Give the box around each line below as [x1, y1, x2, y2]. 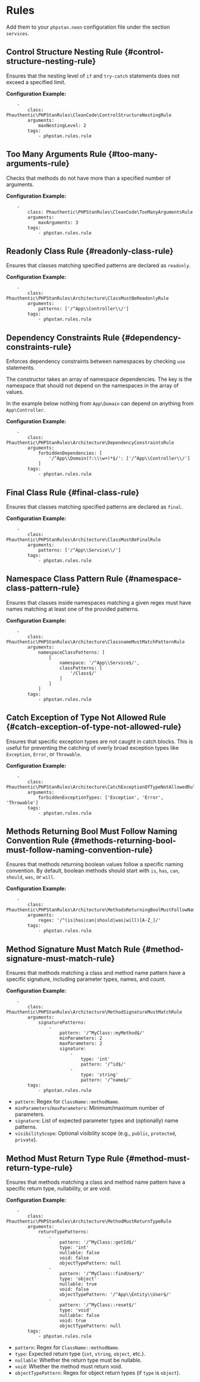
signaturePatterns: [37, 1020, 86, 1026]
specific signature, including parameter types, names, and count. [6, 975, 166, 983]
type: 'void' [59, 1307, 92, 1313]
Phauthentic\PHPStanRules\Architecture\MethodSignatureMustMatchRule [6, 1009, 183, 1015]
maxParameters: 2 [59, 1041, 102, 1046]
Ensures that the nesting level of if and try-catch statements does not [6, 72, 180, 79]
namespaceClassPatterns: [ [37, 649, 105, 655]
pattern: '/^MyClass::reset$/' [59, 1302, 137, 1308]
